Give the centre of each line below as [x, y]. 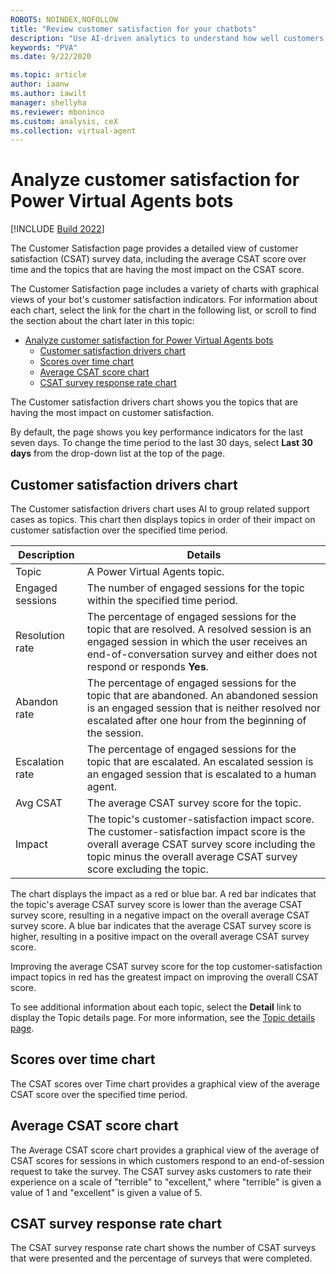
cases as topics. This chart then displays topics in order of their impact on [163, 519]
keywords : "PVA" [44, 47]
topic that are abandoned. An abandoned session [202, 695]
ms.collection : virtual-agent [73, 131]
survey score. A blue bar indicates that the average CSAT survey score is [161, 925]
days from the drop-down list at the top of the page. [118, 453]
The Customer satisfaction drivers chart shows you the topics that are [154, 402]
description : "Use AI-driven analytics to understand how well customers [167, 38]
